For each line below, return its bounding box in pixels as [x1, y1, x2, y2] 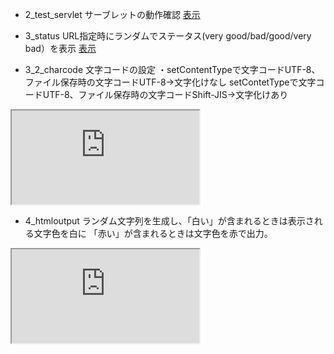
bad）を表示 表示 [24, 43, 97, 54]
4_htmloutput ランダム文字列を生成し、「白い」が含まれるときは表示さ [24, 215, 315, 227]
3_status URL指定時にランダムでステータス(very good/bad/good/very [24, 30, 312, 42]
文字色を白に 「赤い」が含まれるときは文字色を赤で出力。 [33, 228, 273, 239]
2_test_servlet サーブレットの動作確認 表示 [24, 9, 201, 20]
